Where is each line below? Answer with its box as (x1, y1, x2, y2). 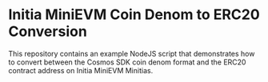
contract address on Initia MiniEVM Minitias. (8, 65, 154, 75)
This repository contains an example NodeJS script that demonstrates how (8, 49, 255, 58)
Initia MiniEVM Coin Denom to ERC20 (8, 6, 260, 24)
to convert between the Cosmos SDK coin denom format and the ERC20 (8, 57, 246, 67)
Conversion (8, 22, 88, 41)
